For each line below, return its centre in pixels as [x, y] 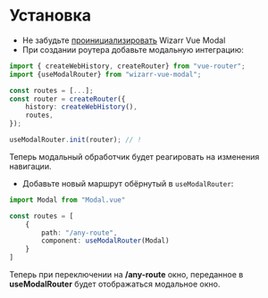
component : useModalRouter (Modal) [105, 241]
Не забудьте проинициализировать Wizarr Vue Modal [124, 40]
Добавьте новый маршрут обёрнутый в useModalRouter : [128, 183]
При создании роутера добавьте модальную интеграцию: [133, 49]
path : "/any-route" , [80, 233]
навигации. [30, 166]
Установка [50, 16]
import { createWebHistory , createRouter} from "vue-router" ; [127, 66]
